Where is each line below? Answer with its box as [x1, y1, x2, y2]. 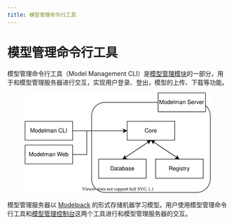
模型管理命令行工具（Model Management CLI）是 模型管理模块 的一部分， [7, 69, 218, 77]
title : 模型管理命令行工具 [7, 11, 77, 18]
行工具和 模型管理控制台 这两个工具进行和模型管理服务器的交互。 [7, 209, 191, 218]
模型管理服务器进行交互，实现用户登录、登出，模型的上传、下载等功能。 [19, 78, 228, 86]
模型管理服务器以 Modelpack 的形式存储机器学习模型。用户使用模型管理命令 [7, 201, 228, 209]
